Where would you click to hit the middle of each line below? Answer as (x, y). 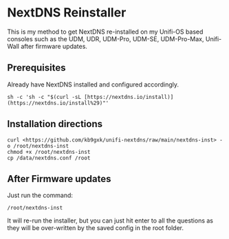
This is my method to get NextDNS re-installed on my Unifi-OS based (105, 32)
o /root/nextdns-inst (38, 146)
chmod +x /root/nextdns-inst (49, 152)
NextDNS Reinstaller (67, 13)
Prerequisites (36, 68)
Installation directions (55, 124)
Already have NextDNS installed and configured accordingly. (93, 84)
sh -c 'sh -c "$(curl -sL (44, 97)
